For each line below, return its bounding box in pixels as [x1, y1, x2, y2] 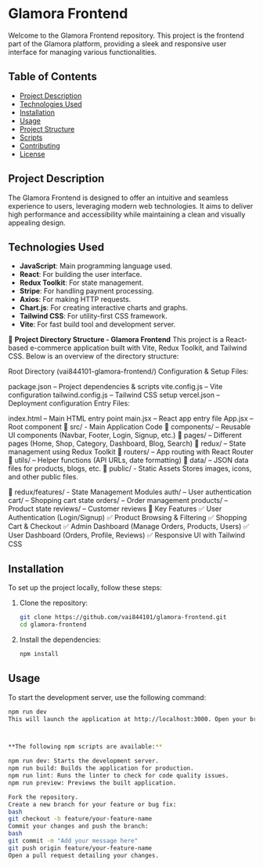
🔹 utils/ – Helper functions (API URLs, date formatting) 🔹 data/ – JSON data [8, 456, 249, 465]
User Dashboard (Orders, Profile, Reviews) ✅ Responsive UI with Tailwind [8, 530, 245, 540]
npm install [19, 650, 59, 658]
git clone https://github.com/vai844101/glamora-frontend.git [19, 614, 227, 621]
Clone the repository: [19, 598, 88, 608]
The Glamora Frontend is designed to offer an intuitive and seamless [8, 193, 229, 202]
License [19, 149, 45, 158]
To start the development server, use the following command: [8, 692, 207, 702]
